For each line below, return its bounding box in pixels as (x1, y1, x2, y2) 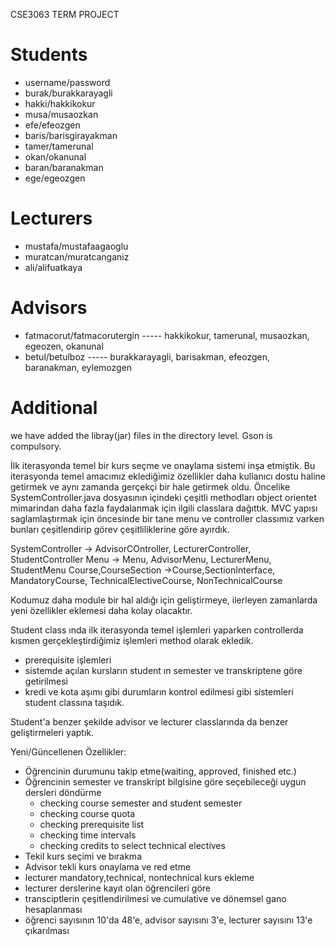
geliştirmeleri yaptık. (10, 726, 95, 738)
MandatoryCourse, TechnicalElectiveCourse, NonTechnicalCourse (10, 574, 283, 586)
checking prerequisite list (39, 818, 145, 830)
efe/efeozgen (24, 119, 81, 131)
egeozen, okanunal (24, 340, 104, 352)
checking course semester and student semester (39, 797, 243, 809)
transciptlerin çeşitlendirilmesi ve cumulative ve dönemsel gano (24, 892, 287, 904)
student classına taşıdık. (24, 696, 125, 708)
